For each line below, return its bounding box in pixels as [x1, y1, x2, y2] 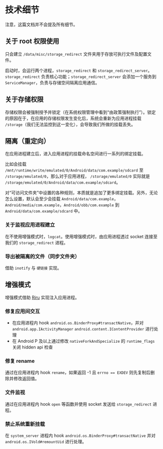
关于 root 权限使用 [5, 37, 59, 45]
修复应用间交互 [5, 308, 40, 314]
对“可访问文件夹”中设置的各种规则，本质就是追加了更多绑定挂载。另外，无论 [5, 190, 158, 195]
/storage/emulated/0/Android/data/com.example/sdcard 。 [5, 179, 121, 185]
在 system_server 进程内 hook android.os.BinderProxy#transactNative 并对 [5, 432, 156, 438]
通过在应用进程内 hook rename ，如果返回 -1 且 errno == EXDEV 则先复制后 [5, 370, 151, 375]
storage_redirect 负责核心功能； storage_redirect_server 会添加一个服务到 [5, 74, 157, 79]
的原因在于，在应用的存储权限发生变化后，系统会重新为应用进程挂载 [5, 115, 142, 121]
